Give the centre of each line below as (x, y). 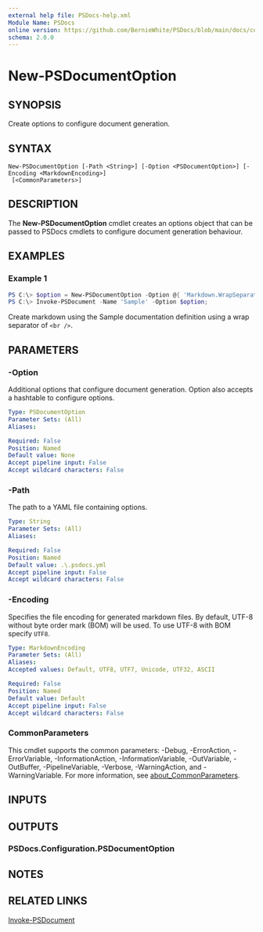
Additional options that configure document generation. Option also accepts (131, 390)
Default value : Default (47, 698)
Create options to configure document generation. (89, 124)
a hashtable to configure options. (61, 398)
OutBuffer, (25, 766)
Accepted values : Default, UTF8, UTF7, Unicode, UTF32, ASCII (112, 670)
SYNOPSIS (35, 105)
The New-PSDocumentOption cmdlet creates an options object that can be (130, 223)
